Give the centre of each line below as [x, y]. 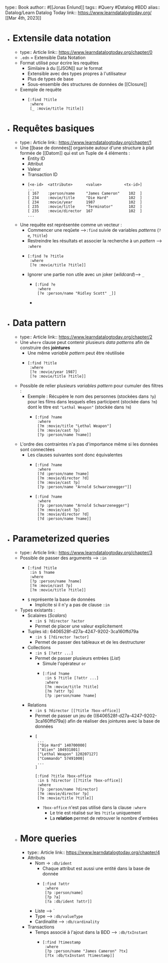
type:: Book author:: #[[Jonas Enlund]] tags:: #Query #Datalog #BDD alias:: [83, 7]
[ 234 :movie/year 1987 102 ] [85, 202]
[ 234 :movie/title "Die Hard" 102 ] [85, 198]
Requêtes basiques [53, 128]
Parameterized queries [61, 539]
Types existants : [37, 610]
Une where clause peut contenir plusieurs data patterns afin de [85, 342]
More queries [48, 838]
